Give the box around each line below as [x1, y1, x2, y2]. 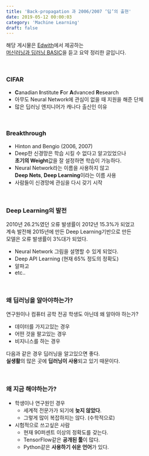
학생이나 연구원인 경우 [14, 399, 66, 406]
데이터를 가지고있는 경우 [14, 323, 70, 330]
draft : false [6, 25, 38, 31]
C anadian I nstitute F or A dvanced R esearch [14, 89, 119, 96]
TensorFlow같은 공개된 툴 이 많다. [23, 436, 100, 443]
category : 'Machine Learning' [6, 19, 80, 25]
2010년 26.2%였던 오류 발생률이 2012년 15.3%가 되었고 [6, 221, 135, 228]
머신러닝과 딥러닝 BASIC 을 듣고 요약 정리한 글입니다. [6, 49, 127, 56]
